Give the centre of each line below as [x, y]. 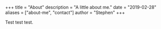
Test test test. [19, 22]
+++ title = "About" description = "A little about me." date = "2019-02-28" [81, 7]
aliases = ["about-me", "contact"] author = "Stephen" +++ [65, 12]
